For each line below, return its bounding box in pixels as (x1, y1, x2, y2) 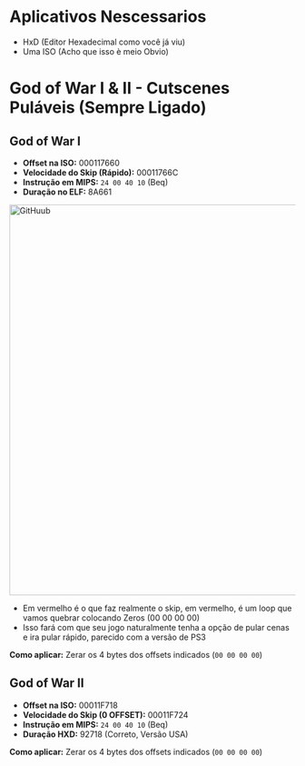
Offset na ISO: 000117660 (22, 157, 120, 168)
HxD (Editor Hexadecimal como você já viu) (22, 36, 186, 47)
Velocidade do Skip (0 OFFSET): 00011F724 (22, 709, 189, 720)
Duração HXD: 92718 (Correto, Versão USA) (22, 729, 189, 740)
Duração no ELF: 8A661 (22, 186, 112, 197)
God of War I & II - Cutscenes (9, 78, 230, 99)
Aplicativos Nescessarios (9, 6, 207, 27)
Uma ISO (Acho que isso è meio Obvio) (22, 45, 170, 56)
